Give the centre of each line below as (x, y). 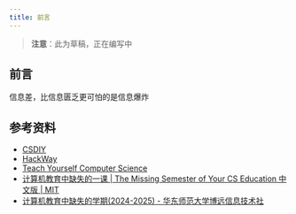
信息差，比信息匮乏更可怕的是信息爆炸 (79, 97)
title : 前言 (30, 17)
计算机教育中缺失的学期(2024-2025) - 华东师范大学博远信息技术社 (143, 201)
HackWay (39, 159)
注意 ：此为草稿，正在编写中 (82, 43)
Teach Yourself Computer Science (85, 168)
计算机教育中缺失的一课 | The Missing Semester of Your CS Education (149, 179)
